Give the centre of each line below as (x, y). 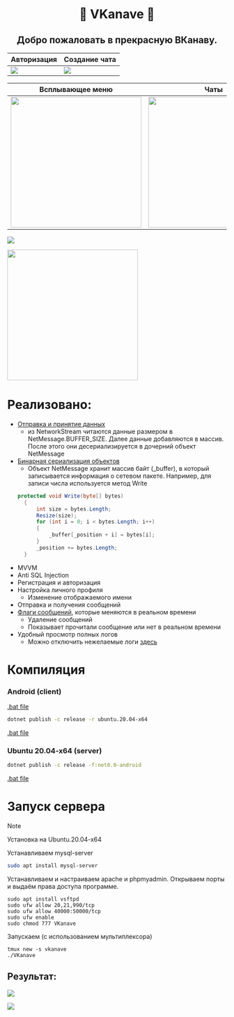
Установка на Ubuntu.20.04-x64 (55, 839)
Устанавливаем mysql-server (50, 853)
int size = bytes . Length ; (73, 509)
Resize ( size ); (56, 515)
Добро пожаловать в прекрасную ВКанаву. (117, 40)
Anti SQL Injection (43, 575)
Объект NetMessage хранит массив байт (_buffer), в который (118, 468)
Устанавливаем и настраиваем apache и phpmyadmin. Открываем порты (116, 879)
